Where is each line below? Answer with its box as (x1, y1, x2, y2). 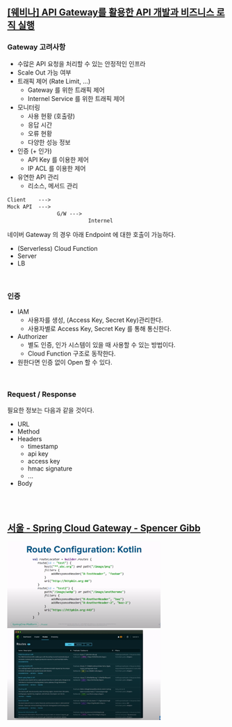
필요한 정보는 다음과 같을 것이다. (7, 406, 95, 415)
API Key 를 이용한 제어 (27, 155, 89, 164)
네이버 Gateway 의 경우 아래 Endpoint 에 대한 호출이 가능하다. (7, 230, 176, 238)
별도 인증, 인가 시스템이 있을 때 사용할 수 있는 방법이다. (27, 340, 176, 349)
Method (17, 427, 40, 436)
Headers (17, 435, 42, 443)
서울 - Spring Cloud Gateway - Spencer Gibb (7, 522, 201, 534)
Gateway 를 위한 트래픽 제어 (27, 86, 106, 94)
